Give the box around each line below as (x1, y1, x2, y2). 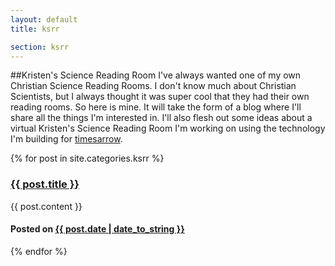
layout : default (10, 14, 78, 25)
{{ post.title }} (10, 177, 80, 191)
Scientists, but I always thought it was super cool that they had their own (10, 91, 310, 103)
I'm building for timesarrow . (10, 133, 123, 145)
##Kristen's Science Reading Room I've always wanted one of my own (10, 69, 302, 81)
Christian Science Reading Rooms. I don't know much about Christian (10, 80, 297, 92)
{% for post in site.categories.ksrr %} (10, 152, 165, 165)
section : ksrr (10, 42, 70, 52)
